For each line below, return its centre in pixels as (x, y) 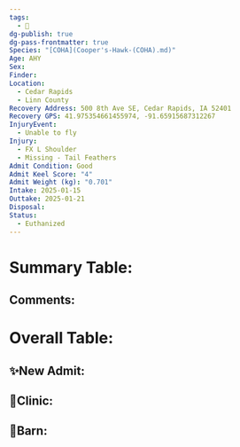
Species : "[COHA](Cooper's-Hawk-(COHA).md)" (93, 51)
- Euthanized (41, 223)
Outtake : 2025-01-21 (47, 199)
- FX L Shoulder (47, 149)
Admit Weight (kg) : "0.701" (61, 183)
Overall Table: (61, 338)
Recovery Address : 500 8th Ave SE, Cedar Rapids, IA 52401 (120, 108)
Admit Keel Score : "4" (51, 174)
